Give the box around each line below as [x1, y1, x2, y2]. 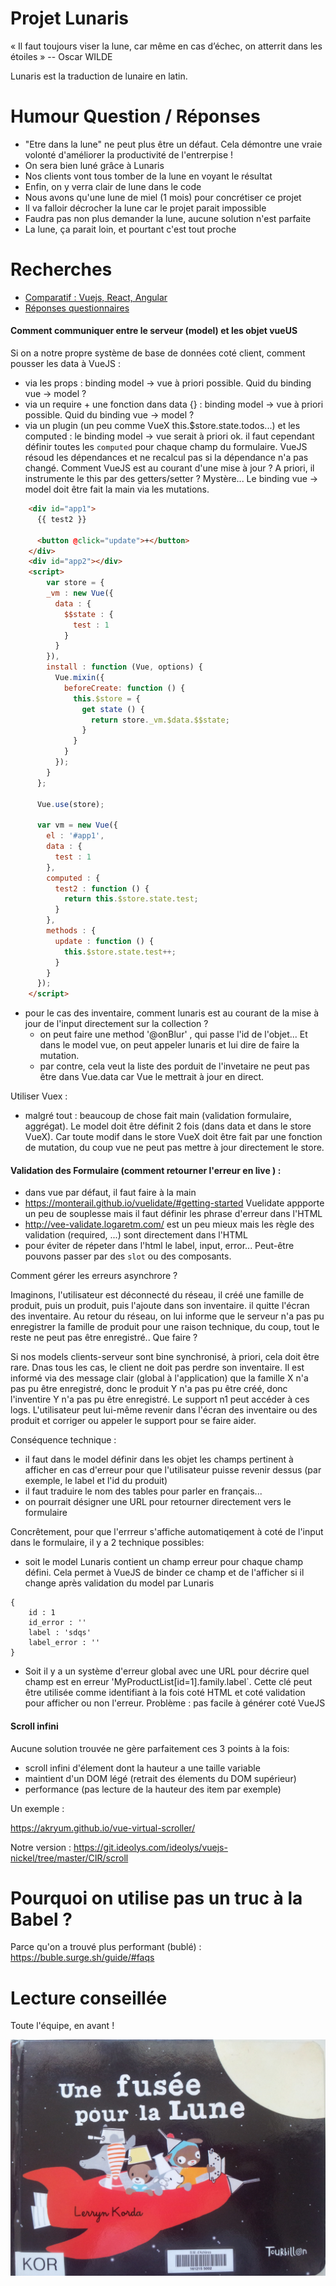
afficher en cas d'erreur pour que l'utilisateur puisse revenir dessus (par [24, 1464, 322, 1476]
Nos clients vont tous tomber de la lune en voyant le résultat [24, 170, 273, 182]
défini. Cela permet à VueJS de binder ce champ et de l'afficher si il [24, 1567, 305, 1579]
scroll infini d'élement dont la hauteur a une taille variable [24, 1762, 261, 1774]
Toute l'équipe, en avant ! [10, 2020, 115, 2032]
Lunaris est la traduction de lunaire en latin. [10, 70, 188, 82]
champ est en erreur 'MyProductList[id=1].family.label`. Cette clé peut [24, 1676, 313, 1688]
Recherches [10, 258, 113, 281]
